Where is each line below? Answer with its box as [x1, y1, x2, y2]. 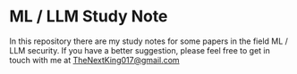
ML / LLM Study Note [9, 6, 168, 27]
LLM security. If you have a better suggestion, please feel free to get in [9, 45, 270, 55]
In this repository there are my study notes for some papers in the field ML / [9, 36, 289, 46]
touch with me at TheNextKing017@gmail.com [9, 54, 181, 65]
